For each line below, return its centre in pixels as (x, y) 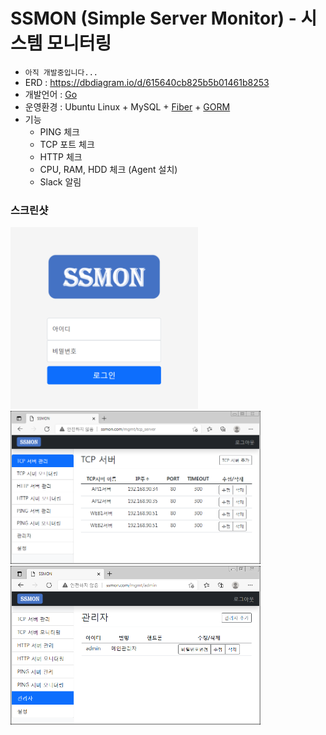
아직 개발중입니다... (61, 72)
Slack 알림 (60, 181)
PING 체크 (59, 131)
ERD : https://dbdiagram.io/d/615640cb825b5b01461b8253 (147, 82)
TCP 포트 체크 (67, 144)
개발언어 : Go (51, 94)
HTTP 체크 (61, 156)
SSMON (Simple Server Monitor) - (153, 18)
